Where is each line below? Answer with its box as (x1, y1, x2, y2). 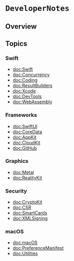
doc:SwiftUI (12, 123, 38, 129)
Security (5, 187, 27, 195)
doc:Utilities (12, 250, 38, 256)
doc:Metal (12, 169, 34, 175)
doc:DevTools (12, 93, 42, 100)
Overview (5, 22, 37, 31)
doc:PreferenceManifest (12, 245, 64, 251)
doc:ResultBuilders (12, 83, 53, 89)
